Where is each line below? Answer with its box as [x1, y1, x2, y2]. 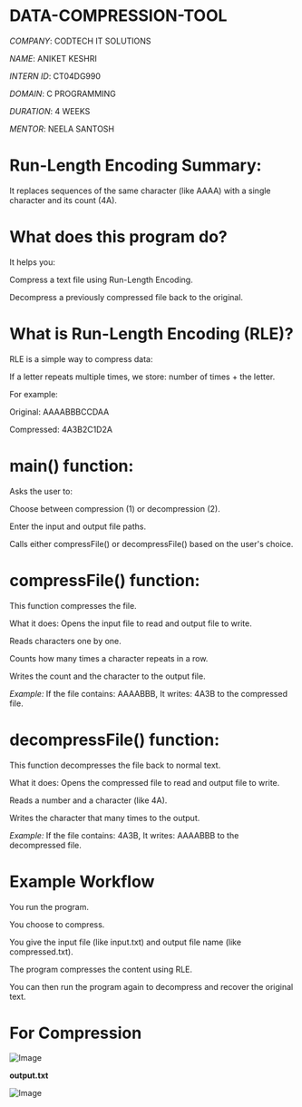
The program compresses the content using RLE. [9, 964, 193, 975]
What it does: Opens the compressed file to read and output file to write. [9, 777, 280, 788]
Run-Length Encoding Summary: [9, 155, 262, 176]
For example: [9, 388, 59, 399]
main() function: [9, 456, 134, 476]
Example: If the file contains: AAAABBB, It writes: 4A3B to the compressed [9, 688, 288, 699]
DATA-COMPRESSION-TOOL [9, 5, 228, 26]
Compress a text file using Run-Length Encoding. [9, 274, 193, 285]
